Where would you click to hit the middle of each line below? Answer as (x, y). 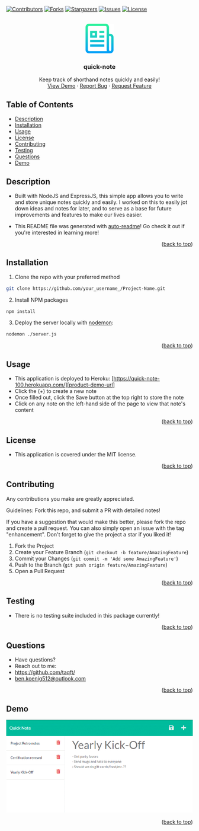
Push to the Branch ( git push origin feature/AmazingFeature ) (91, 565)
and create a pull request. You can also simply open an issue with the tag (95, 528)
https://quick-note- (137, 379)
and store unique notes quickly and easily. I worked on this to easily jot (101, 202)
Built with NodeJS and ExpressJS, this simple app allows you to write (99, 196)
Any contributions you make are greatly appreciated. (70, 498)
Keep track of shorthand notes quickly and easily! (99, 79)
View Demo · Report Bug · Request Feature (99, 86)
